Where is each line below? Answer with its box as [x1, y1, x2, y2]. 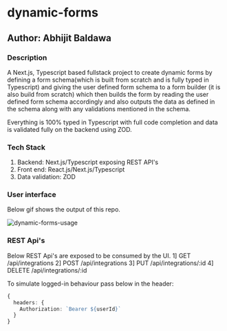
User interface [7, 190, 56, 200]
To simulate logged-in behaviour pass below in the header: [7, 279, 174, 288]
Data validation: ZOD [17, 173, 76, 181]
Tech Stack [7, 142, 46, 152]
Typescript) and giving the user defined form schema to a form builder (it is [7, 82, 221, 91]
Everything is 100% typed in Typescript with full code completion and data [7, 118, 218, 126]
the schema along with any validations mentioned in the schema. [7, 104, 191, 113]
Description [7, 53, 47, 62]
